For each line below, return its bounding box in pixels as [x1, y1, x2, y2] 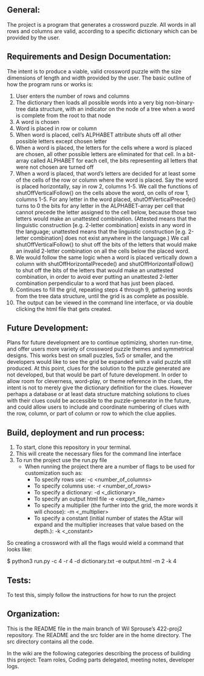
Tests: [7, 575, 31, 586]
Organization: [7, 609, 60, 619]
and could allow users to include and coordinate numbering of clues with [7, 403, 189, 411]
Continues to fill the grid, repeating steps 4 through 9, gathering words [15, 285, 193, 293]
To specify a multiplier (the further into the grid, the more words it [33, 502, 198, 509]
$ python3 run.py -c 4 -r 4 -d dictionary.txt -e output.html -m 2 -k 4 [7, 558, 177, 565]
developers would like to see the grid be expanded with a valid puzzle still [7, 358, 192, 366]
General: [7, 5, 41, 15]
